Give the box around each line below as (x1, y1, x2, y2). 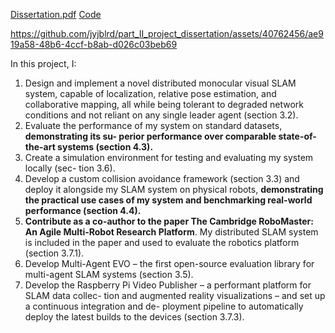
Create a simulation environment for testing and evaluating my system (24, 152, 314, 163)
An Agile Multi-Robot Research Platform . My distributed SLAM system (24, 226, 319, 238)
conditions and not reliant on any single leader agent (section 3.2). (24, 109, 299, 121)
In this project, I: (10, 58, 77, 69)
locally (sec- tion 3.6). (24, 162, 116, 174)
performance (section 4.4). (24, 205, 142, 216)
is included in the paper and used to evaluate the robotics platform (24, 237, 300, 248)
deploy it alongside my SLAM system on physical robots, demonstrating (24, 184, 324, 195)
